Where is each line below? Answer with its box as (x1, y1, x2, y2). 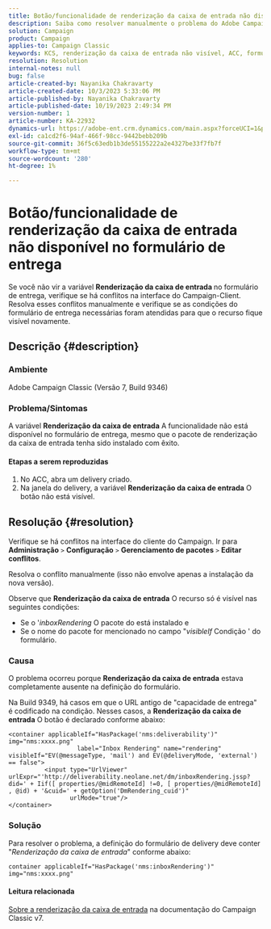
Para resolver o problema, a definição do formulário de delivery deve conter (8, 838, 261, 848)
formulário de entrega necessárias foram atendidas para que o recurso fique (8, 308, 264, 317)
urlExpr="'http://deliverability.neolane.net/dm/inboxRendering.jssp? (8, 773, 251, 781)
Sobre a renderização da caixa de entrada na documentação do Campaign (8, 904, 256, 914)
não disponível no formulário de (8, 238, 226, 257)
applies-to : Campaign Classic (8, 42, 110, 50)
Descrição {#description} (8, 340, 140, 354)
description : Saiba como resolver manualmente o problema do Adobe (8, 19, 240, 27)
